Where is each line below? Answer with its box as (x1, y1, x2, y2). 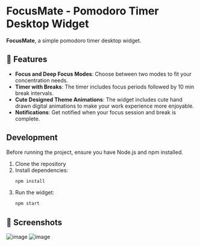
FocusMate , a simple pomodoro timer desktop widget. (6, 37, 142, 44)
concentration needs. (14, 76, 68, 84)
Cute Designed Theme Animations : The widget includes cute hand (14, 96, 183, 103)
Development (6, 132, 58, 143)
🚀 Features (6, 54, 48, 64)
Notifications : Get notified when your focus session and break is (14, 108, 177, 115)
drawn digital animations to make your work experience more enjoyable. (14, 102, 195, 109)
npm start (14, 200, 40, 207)
